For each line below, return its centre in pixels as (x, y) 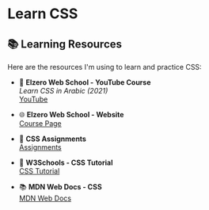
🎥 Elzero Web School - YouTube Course (85, 82)
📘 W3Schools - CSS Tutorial (66, 162)
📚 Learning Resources (65, 44)
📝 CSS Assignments (52, 139)
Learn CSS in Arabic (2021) (63, 91)
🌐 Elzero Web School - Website (71, 115)
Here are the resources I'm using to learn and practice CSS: (105, 67)
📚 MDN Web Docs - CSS (60, 187)
